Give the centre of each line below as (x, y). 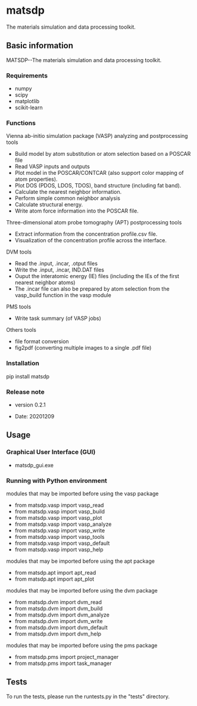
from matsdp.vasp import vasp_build (60, 511)
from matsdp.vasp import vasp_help (59, 549)
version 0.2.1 (30, 405)
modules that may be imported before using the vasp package (82, 494)
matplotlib (27, 101)
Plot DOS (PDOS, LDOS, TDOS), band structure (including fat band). (98, 186)
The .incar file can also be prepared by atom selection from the (92, 289)
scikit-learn (29, 107)
